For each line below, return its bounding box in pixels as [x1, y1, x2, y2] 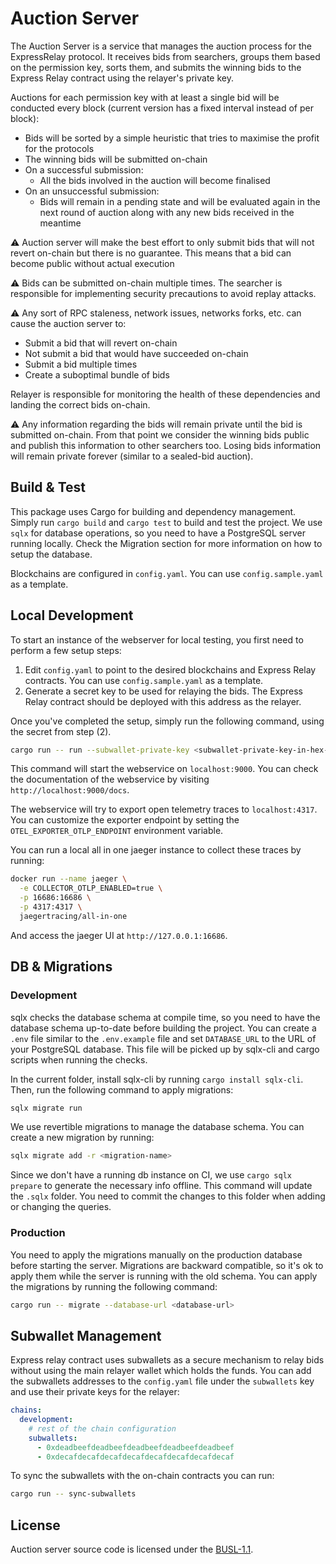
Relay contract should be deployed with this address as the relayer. [24, 695, 302, 707]
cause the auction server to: [10, 317, 127, 329]
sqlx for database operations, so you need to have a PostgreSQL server [10, 527, 306, 539]
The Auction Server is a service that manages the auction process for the [10, 40, 312, 52]
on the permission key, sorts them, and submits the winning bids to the [10, 61, 302, 73]
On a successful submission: [24, 163, 144, 176]
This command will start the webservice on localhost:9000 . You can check [10, 763, 319, 775]
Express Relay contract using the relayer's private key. [10, 72, 234, 84]
